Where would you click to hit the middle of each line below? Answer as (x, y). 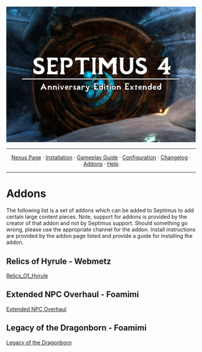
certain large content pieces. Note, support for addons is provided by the (97, 217)
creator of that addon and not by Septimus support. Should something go (97, 223)
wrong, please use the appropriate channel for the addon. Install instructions (101, 229)
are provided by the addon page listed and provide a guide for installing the (99, 236)
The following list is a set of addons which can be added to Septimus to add (100, 210)
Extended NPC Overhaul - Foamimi (73, 295)
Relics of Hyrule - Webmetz (59, 261)
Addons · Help (101, 164)
